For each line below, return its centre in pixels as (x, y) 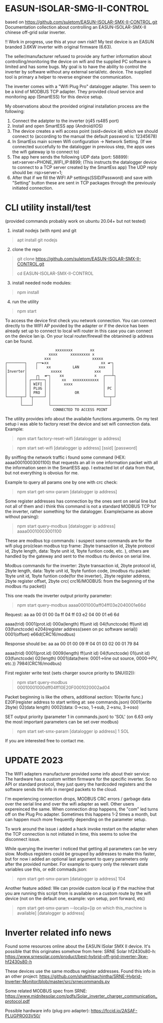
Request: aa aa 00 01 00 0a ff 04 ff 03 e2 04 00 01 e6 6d (62, 614)
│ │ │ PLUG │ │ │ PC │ (61, 388)
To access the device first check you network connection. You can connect (81, 320)
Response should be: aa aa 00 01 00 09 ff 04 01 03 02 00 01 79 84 (72, 644)
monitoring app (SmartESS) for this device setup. (54, 97)
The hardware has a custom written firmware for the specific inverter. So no (81, 779)
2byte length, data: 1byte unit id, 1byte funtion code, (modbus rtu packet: (78, 571)
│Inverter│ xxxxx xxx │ (60, 371)
